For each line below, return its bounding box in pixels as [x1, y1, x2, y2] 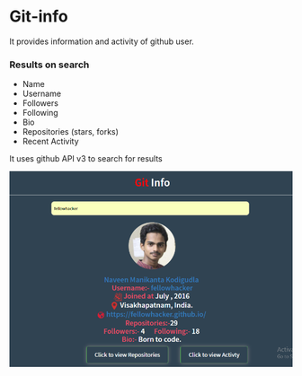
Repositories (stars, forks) [22, 127, 120, 137]
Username [22, 88, 61, 100]
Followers [22, 98, 58, 109]
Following [22, 108, 58, 118]
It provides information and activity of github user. [9, 36, 195, 47]
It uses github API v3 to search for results [9, 153, 164, 164]
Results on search [9, 58, 90, 71]
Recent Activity [22, 136, 79, 147]
